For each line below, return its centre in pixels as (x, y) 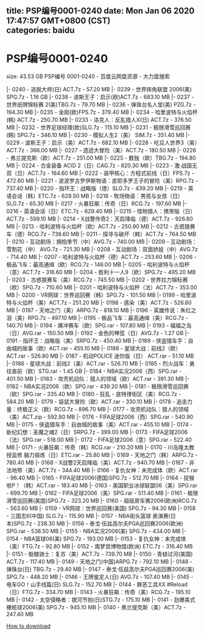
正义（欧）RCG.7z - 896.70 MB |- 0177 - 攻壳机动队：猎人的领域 (108, 410)
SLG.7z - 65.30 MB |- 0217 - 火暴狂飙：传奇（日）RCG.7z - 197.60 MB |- (97, 204)
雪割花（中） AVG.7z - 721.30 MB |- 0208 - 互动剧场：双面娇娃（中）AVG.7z (102, 249)
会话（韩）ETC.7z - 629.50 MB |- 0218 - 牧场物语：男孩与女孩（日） (97, 196)
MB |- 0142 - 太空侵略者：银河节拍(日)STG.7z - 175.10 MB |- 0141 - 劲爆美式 (101, 600)
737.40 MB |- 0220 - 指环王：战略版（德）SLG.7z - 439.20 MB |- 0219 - (97, 188)
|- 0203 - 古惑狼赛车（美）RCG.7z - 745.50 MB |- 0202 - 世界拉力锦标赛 (97, 280)
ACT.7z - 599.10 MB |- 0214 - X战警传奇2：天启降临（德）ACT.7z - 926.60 (100, 219)
